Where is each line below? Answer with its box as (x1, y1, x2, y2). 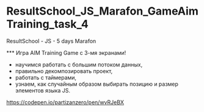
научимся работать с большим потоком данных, (15, 61, 143, 68)
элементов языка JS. (15, 86, 71, 94)
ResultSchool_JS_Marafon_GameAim (6, 4, 199, 18)
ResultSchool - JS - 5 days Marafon (6, 37, 97, 44)
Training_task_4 (6, 17, 89, 31)
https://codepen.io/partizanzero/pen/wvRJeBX (6, 99, 124, 106)
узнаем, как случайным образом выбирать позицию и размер (15, 80, 179, 88)
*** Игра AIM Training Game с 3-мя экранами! (6, 49, 126, 56)
